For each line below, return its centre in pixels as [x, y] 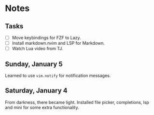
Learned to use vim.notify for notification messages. [58, 76]
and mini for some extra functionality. [42, 107]
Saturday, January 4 [36, 91]
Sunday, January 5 [34, 64]
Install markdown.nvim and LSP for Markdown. [58, 43]
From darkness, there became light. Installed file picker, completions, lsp [77, 102]
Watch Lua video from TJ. [37, 49]
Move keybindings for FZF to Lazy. [46, 38]
